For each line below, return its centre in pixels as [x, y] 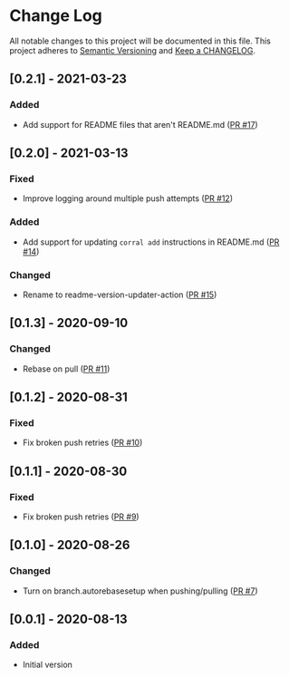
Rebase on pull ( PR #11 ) [66, 369]
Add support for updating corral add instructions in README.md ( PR [151, 242]
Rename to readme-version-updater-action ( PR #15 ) [120, 295]
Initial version [47, 665]
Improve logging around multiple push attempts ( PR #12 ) [128, 198]
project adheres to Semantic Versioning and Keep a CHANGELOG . [133, 50]
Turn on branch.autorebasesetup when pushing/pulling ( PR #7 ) [140, 591]
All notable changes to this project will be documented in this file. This [140, 41]
